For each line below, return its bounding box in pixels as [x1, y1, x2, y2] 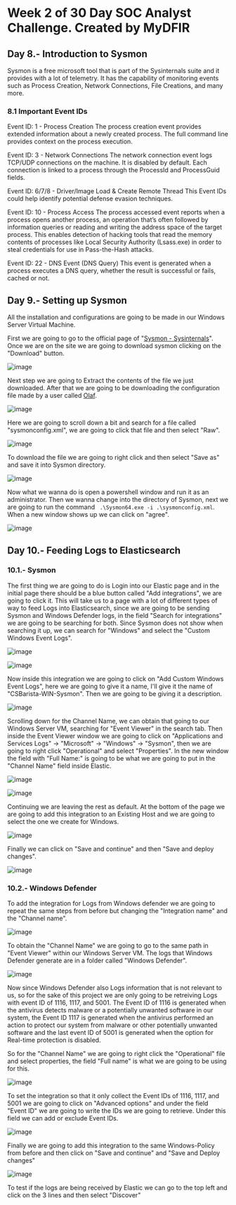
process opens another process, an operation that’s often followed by [7, 216, 209, 224]
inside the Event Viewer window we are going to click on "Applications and [7, 731, 223, 740]
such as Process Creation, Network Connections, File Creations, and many [7, 82, 223, 89]
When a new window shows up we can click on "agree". [7, 510, 170, 519]
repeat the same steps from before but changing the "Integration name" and [7, 907, 228, 915]
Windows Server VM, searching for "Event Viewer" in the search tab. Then [7, 724, 223, 733]
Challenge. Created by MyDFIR [7, 20, 190, 36]
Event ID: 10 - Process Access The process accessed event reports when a [7, 208, 225, 217]
